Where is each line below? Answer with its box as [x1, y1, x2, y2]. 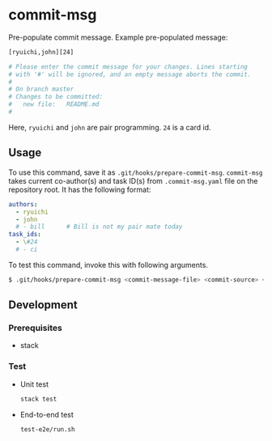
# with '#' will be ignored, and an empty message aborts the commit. [8, 70, 252, 78]
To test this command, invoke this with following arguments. [8, 260, 209, 269]
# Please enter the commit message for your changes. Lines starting [8, 62, 249, 70]
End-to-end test [19, 409, 74, 419]
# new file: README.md [8, 100, 100, 108]
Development [8, 298, 79, 312]
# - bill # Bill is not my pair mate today [15, 223, 183, 231]
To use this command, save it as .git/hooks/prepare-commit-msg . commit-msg [8, 167, 263, 177]
